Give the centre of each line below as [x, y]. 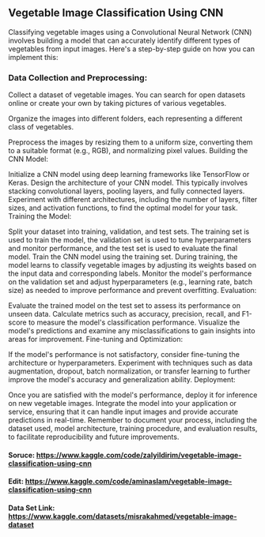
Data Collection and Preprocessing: [78, 77]
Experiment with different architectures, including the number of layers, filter [133, 200]
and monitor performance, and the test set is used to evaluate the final [123, 249]
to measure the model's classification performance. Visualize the [134, 322]
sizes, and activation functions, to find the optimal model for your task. [123, 208]
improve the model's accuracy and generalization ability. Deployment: [122, 380]
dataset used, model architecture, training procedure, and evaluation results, [133, 429]
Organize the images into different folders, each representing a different [125, 118]
